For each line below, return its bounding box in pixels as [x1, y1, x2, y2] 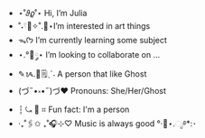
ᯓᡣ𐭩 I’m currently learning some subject [17, 35, 167, 45]
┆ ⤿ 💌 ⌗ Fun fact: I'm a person [17, 104, 130, 115]
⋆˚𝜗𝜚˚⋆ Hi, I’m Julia [17, 8, 88, 18]
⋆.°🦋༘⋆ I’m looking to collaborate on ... [17, 50, 161, 60]
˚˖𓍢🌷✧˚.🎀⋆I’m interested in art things [17, 21, 151, 31]
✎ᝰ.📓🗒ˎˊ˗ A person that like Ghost [17, 69, 147, 79]
